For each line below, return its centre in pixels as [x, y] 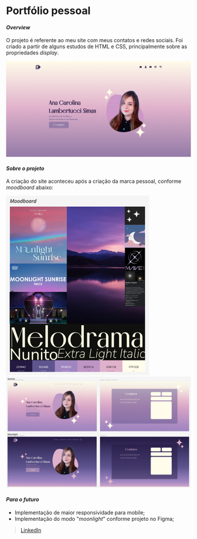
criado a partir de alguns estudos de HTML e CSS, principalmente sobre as [97, 47]
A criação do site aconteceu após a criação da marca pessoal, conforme [94, 181]
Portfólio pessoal [48, 11]
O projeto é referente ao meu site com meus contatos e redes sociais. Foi [94, 40]
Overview [18, 27]
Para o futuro [23, 499]
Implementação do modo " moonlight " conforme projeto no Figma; [94, 518]
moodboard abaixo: [30, 187]
